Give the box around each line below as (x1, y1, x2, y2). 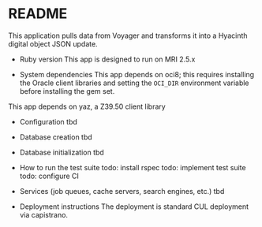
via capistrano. (19, 210, 69, 219)
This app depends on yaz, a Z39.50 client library (8, 102, 166, 111)
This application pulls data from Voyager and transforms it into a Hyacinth (8, 31, 248, 40)
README (8, 5, 68, 23)
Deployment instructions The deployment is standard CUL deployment (19, 202, 249, 211)
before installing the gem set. (19, 86, 115, 95)
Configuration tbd (19, 117, 77, 126)
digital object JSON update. (8, 39, 98, 48)
